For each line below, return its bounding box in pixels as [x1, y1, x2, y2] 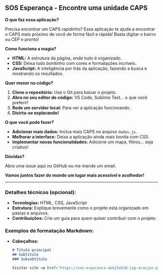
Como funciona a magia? [5, 46, 57, 51]
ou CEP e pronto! [5, 36, 39, 42]
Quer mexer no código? [5, 80, 53, 86]
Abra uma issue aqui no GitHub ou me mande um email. [5, 163, 116, 168]
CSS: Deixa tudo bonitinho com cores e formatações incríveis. [12, 60, 137, 66]
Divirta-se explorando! [12, 110, 59, 116]
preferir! [12, 99, 29, 106]
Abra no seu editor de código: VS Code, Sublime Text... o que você [12, 94, 148, 100]
